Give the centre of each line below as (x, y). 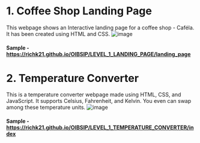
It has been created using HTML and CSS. (58, 34)
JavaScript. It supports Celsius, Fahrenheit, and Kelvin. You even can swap (99, 101)
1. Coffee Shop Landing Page (79, 11)
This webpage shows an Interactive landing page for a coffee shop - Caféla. (100, 28)
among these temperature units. (46, 107)
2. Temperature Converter (73, 78)
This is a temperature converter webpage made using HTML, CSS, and (94, 95)
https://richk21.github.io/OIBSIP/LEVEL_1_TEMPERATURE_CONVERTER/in (100, 127)
